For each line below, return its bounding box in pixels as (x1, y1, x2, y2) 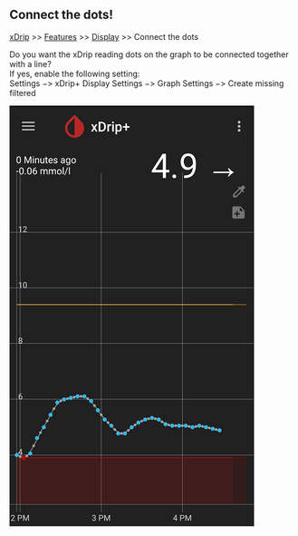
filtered (9, 87, 36, 98)
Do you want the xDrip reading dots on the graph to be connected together (9, 49, 290, 60)
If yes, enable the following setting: (9, 68, 140, 79)
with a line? (9, 58, 52, 69)
